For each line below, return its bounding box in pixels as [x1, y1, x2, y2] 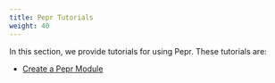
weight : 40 [9, 21, 50, 30]
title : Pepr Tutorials [9, 12, 94, 22]
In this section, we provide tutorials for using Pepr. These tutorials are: [9, 46, 268, 56]
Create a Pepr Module [21, 63, 104, 74]
